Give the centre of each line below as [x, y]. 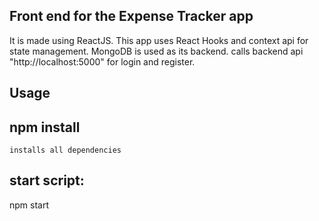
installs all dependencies [65, 150]
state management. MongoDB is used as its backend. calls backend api [156, 51]
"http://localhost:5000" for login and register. [102, 61]
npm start [29, 205]
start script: [47, 180]
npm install [45, 127]
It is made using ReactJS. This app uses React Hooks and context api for [159, 40]
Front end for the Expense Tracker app [131, 16]
